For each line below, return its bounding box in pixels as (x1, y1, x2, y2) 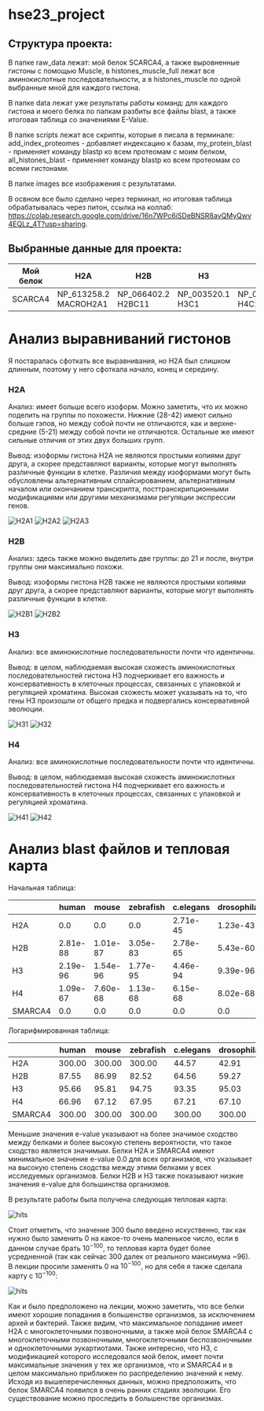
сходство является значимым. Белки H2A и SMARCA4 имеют (8, 1146, 214, 1155)
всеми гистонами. (8, 164, 69, 173)
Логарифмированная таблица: (8, 1026, 110, 1035)
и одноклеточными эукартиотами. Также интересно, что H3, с (8, 1343, 218, 1353)
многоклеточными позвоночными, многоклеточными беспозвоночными (8, 1335, 252, 1344)
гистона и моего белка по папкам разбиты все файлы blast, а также (8, 106, 236, 116)
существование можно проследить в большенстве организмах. (8, 1393, 224, 1403)
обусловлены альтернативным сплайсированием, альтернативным (8, 476, 236, 485)
